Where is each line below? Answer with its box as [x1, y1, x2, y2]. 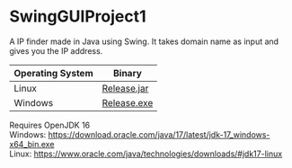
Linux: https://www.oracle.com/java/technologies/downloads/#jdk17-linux [9, 148, 283, 159]
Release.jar [102, 82, 149, 94]
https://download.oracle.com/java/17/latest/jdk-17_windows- [48, 128, 270, 140]
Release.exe [102, 96, 154, 109]
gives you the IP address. [9, 45, 103, 56]
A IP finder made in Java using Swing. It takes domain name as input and [9, 36, 279, 47]
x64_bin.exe [9, 138, 55, 149]
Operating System [13, 66, 93, 79]
